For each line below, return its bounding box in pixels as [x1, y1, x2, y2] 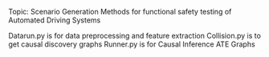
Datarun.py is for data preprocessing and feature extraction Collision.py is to [8, 31, 261, 40]
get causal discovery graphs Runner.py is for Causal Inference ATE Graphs [8, 39, 255, 49]
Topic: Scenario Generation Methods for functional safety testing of [8, 7, 232, 16]
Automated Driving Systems [8, 15, 101, 25]
